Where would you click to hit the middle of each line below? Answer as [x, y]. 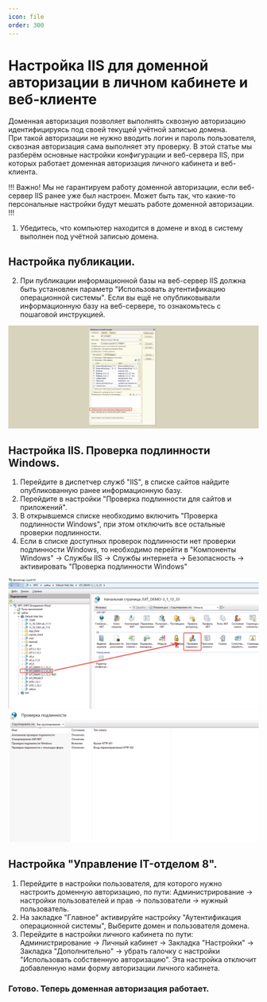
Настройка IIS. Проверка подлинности [109, 451]
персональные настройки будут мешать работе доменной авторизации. [131, 204]
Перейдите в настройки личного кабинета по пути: [106, 934]
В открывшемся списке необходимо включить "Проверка [119, 516]
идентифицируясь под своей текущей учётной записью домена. [118, 130]
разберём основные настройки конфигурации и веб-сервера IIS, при [126, 155]
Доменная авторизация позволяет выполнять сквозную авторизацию [127, 121]
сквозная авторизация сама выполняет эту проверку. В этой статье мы [130, 146]
